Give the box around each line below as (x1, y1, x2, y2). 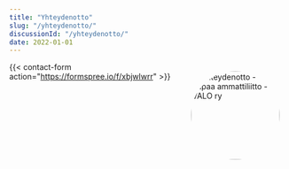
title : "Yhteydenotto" (9, 12, 93, 22)
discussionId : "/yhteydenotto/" (9, 29, 129, 38)
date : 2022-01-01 (9, 37, 74, 47)
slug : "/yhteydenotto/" (9, 21, 98, 30)
